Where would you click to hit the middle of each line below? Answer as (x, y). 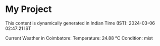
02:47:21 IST (18, 28)
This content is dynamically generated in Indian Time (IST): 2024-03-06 (80, 23)
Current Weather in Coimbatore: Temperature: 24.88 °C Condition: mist (79, 38)
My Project (29, 9)
